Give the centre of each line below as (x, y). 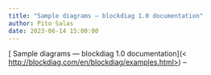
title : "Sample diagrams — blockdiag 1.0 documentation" (106, 16)
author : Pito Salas (41, 23)
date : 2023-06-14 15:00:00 (54, 31)
